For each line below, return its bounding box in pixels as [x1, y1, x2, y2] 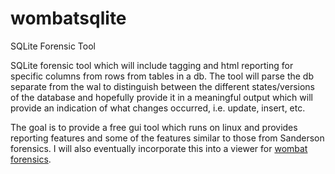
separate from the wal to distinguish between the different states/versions [10, 80, 315, 92]
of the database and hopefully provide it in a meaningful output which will [10, 91, 313, 103]
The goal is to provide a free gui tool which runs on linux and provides [10, 121, 298, 133]
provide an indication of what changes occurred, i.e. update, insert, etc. [10, 102, 306, 114]
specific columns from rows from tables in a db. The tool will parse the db [10, 70, 314, 82]
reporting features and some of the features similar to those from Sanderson [10, 132, 325, 144]
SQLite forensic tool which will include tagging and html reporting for [10, 59, 294, 71]
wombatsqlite [10, 7, 127, 30]
